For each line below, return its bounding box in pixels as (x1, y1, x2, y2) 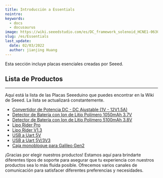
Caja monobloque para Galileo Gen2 (12, 143, 85, 148)
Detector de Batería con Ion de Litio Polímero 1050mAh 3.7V (12, 112, 132, 118)
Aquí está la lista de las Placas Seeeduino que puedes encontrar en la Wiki (5, 92, 154, 98)
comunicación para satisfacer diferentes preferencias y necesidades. (5, 167, 144, 173)
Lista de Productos (5, 74, 63, 83)
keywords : (5, 16, 25, 21)
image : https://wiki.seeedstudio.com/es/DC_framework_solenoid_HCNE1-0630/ (5, 30, 162, 34)
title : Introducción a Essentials (5, 7, 75, 12)
